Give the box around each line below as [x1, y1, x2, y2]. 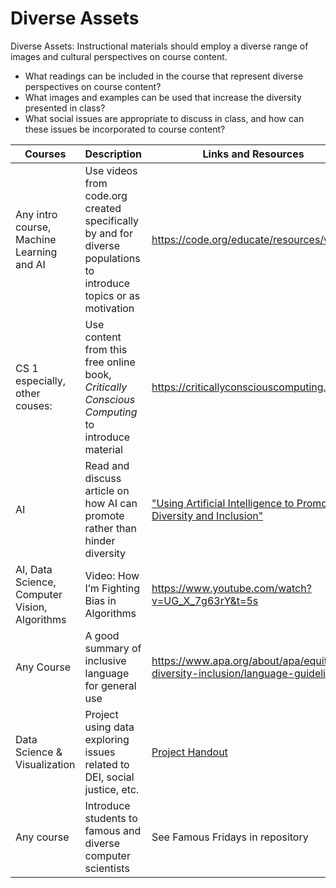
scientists [84, 861, 130, 875]
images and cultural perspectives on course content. [10, 50, 228, 62]
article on [84, 483, 130, 497]
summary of [84, 641, 142, 655]
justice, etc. [84, 782, 140, 796]
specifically [84, 213, 140, 227]
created [84, 201, 122, 215]
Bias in [84, 593, 117, 607]
